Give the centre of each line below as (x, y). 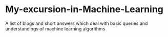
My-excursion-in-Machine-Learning (85, 9)
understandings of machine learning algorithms (55, 28)
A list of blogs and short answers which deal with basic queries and (77, 23)
